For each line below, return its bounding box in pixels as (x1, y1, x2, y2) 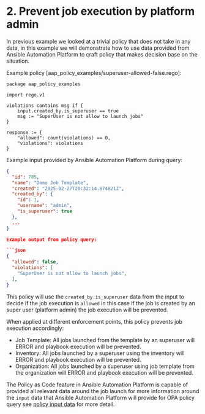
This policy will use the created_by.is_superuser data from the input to (6, 293, 185, 300)
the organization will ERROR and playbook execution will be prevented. (15, 369, 194, 376)
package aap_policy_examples (6, 81, 81, 87)
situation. (6, 57, 30, 64)
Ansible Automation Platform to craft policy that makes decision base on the (6, 50, 198, 58)
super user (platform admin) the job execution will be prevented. (6, 306, 168, 313)
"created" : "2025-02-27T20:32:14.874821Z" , (12, 186, 124, 192)
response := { (6, 129, 43, 136)
